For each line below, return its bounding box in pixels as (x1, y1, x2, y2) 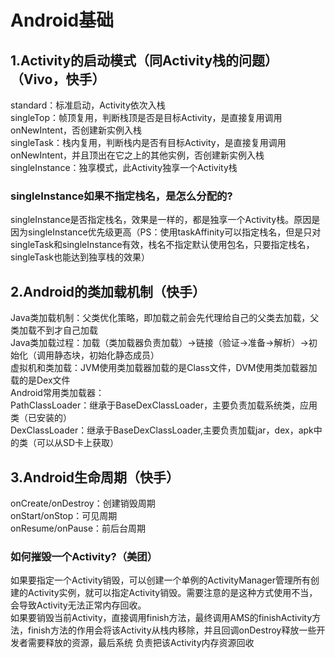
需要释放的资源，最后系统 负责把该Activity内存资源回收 (27, 637, 255, 649)
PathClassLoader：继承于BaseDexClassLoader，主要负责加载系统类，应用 (10, 399, 318, 411)
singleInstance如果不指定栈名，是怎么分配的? (10, 189, 233, 203)
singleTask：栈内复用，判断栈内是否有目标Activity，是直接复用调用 (10, 137, 287, 148)
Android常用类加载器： (10, 387, 105, 399)
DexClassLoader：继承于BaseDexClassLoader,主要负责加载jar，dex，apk (10, 424, 314, 436)
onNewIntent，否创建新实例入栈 (10, 124, 143, 136)
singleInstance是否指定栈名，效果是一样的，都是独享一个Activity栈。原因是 (10, 214, 321, 226)
